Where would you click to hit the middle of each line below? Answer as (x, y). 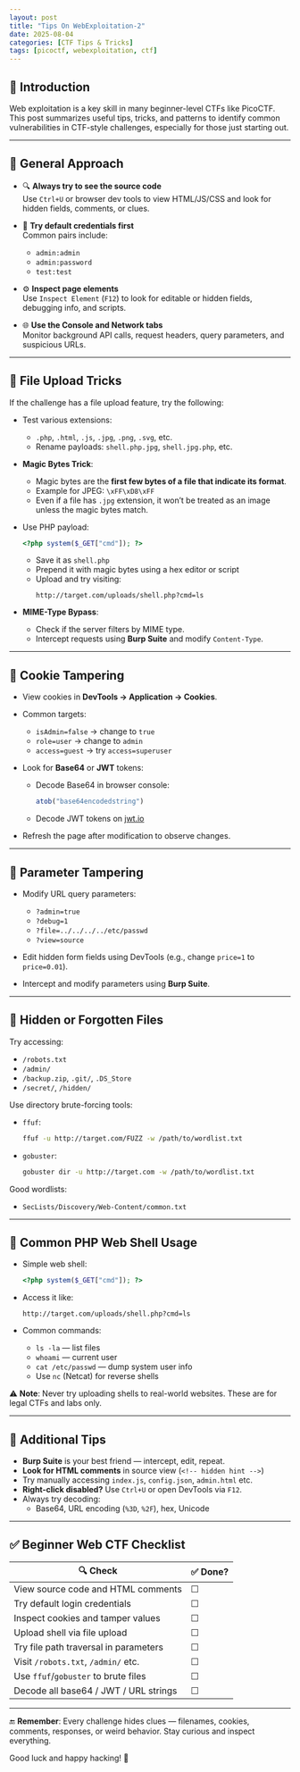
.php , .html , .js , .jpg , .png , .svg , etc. (104, 437)
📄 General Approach (67, 164)
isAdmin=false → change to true (95, 731)
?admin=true (58, 912)
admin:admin (58, 253)
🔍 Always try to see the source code (92, 186)
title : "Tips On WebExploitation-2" (77, 26)
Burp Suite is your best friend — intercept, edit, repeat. (124, 1461)
